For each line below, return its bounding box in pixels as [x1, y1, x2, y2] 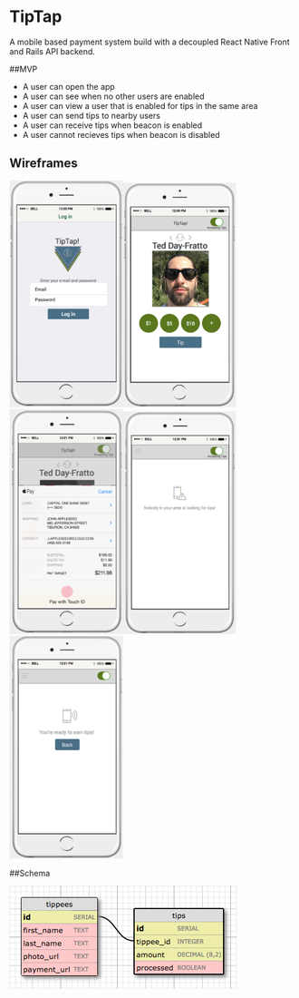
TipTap [9, 6, 63, 27]
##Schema [9, 868, 51, 879]
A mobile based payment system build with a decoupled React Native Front [9, 36, 290, 47]
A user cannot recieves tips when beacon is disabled [22, 129, 220, 140]
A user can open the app [22, 81, 115, 92]
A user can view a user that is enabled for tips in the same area [22, 100, 258, 111]
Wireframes [9, 156, 79, 171]
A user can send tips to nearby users [22, 110, 161, 121]
